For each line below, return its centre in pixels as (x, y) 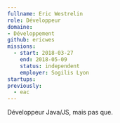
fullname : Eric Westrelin (45, 14)
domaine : (20, 27)
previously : (25, 86)
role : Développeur (34, 20)
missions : (22, 46)
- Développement (31, 33)
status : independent (50, 66)
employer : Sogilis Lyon (55, 72)
